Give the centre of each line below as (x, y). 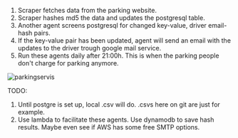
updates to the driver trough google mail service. (89, 48)
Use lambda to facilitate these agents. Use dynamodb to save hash (116, 120)
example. (31, 112)
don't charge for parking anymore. (68, 63)
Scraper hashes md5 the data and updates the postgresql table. (111, 18)
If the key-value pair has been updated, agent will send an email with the (124, 41)
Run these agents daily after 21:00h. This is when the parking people (118, 55)
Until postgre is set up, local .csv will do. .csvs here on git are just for (119, 105)
